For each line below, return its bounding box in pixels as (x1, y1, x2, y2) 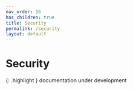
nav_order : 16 (5, 8, 42, 15)
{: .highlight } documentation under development (5, 77, 127, 84)
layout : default (5, 31, 47, 37)
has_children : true (5, 14, 55, 20)
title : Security (5, 20, 47, 26)
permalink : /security (5, 25, 60, 32)
